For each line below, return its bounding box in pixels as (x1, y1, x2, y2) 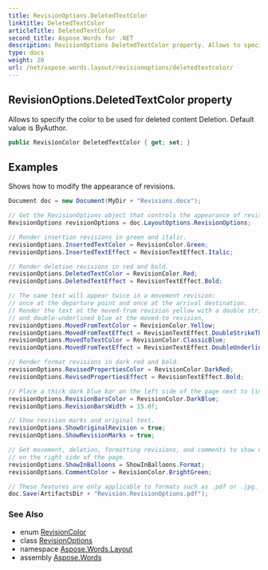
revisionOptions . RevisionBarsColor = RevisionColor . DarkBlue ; (8, 394, 219, 403)
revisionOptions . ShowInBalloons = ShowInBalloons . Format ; (8, 461, 205, 469)
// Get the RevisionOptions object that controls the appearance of (8, 212, 241, 220)
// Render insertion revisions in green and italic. (8, 233, 187, 241)
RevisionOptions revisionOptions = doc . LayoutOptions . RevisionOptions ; (8, 219, 251, 227)
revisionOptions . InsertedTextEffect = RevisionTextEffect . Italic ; (8, 248, 234, 256)
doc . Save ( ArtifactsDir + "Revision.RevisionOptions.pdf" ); (8, 490, 209, 498)
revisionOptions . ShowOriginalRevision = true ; (8, 424, 166, 432)
